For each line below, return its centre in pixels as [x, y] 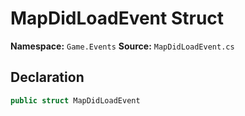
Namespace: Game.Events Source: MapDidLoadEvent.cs [122, 46]
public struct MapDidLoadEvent [75, 100]
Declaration [47, 77]
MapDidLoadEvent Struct [117, 18]
